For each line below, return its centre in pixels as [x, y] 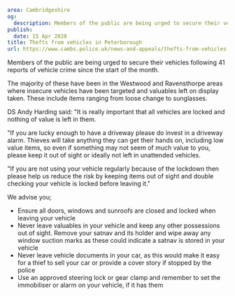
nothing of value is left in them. [52, 120]
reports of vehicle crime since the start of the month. [83, 70]
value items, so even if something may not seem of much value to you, [109, 148]
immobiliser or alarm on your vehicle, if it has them [90, 285]
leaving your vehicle [46, 218]
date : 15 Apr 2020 [41, 36]
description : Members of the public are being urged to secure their [117, 23]
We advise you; [29, 197]
